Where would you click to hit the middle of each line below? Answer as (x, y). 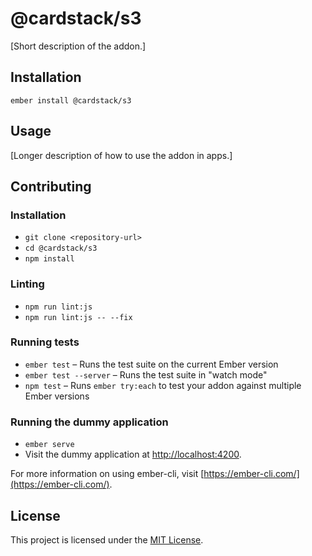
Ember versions (57, 396)
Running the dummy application (89, 422)
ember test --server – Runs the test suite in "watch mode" (146, 374)
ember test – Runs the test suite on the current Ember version (151, 364)
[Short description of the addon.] (78, 46)
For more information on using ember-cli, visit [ (107, 474)
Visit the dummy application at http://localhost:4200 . (133, 454)
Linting (27, 284)
